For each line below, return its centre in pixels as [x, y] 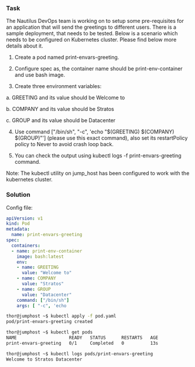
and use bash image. [40, 75]
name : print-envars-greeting [47, 235]
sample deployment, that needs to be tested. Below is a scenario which [92, 33]
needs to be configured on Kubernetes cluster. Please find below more [91, 40]
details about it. [25, 46]
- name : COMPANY [37, 278]
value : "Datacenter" [47, 295]
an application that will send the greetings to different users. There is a [91, 27]
